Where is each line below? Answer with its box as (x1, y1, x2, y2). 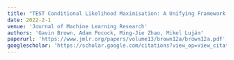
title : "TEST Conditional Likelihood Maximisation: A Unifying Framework (7, 10, 226, 17)
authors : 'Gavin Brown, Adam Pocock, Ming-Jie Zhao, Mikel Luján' (7, 29, 204, 37)
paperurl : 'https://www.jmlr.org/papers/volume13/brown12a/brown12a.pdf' (7, 36, 226, 43)
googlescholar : (7, 42, 52, 49)
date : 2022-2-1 (7, 17, 52, 23)
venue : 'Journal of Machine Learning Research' (7, 23, 148, 30)
